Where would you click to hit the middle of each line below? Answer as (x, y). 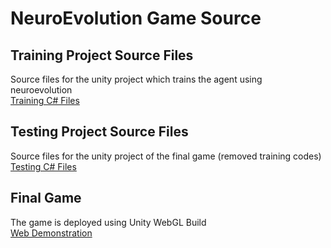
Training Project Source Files (102, 55)
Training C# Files (45, 100)
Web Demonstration (51, 233)
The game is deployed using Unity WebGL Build (108, 222)
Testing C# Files (43, 166)
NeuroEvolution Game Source (136, 18)
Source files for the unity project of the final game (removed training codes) (166, 156)
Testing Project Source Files (99, 132)
